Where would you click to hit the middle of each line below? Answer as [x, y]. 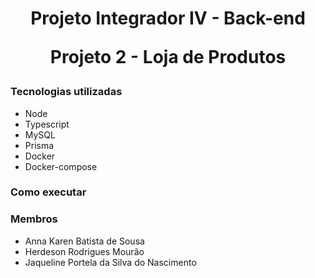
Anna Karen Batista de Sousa [84, 241]
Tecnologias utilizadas [66, 92]
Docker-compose [61, 166]
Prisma [39, 145]
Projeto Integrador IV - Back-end [168, 18]
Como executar [48, 192]
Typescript [47, 124]
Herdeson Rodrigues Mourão [84, 251]
